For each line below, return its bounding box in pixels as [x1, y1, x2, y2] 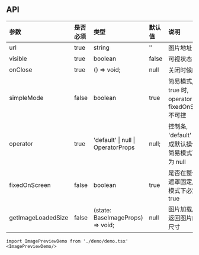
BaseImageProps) [93, 213, 143, 221]
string [93, 43, 110, 51]
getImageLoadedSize [9, 213, 69, 221]
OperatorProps [93, 143, 135, 151]
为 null [168, 157, 186, 166]
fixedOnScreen [9, 180, 52, 189]
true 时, [168, 86, 189, 94]
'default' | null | [93, 135, 136, 144]
